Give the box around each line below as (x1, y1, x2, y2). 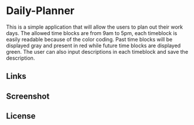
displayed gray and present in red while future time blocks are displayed (6, 42, 181, 49)
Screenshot (6, 91, 50, 101)
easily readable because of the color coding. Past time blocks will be (6, 36, 173, 43)
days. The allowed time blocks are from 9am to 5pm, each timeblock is (6, 29, 178, 36)
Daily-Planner (6, 4, 75, 18)
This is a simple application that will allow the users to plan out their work (6, 23, 183, 30)
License (6, 111, 36, 121)
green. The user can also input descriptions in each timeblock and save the (6, 48, 189, 55)
